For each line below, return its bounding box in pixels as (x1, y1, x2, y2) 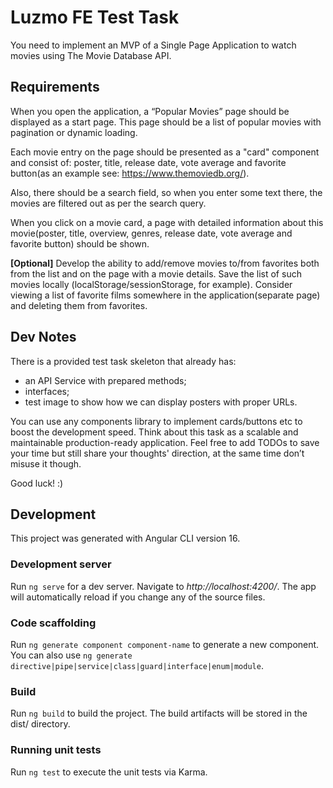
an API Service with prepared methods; (24, 374, 187, 386)
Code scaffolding (10, 616, 97, 630)
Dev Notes (10, 329, 77, 346)
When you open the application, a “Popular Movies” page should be (10, 105, 290, 117)
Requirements (10, 79, 100, 96)
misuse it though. (10, 457, 82, 470)
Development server (10, 557, 112, 571)
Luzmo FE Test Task (10, 6, 180, 29)
